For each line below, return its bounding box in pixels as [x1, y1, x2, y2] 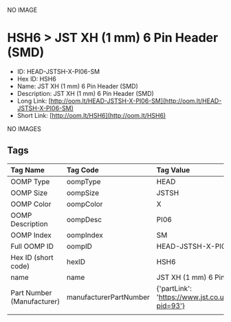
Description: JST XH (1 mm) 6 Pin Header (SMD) [16, 89, 155, 97]
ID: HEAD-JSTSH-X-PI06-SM [16, 67, 100, 75]
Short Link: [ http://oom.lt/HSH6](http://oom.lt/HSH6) [16, 111, 166, 119]
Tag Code [66, 165, 99, 174]
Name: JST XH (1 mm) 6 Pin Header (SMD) [16, 82, 139, 90]
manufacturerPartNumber [66, 292, 150, 302]
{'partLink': [156, 283, 192, 293]
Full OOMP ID [10, 241, 54, 251]
